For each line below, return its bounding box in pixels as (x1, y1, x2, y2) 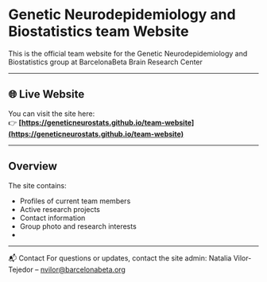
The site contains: (8, 180, 67, 190)
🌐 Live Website (8, 87, 85, 101)
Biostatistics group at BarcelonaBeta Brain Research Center (8, 57, 203, 67)
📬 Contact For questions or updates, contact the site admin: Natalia (8, 253, 232, 263)
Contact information (19, 213, 86, 222)
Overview (8, 160, 58, 173)
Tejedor (8, 265, 33, 274)
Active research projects (19, 204, 101, 214)
